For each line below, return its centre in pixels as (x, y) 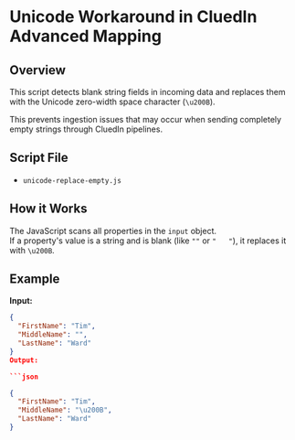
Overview (38, 70)
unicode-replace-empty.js (72, 180)
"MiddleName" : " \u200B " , (65, 410)
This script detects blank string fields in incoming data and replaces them (147, 92)
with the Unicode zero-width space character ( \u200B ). (113, 102)
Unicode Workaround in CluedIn (133, 17)
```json (24, 377)
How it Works (48, 209)
